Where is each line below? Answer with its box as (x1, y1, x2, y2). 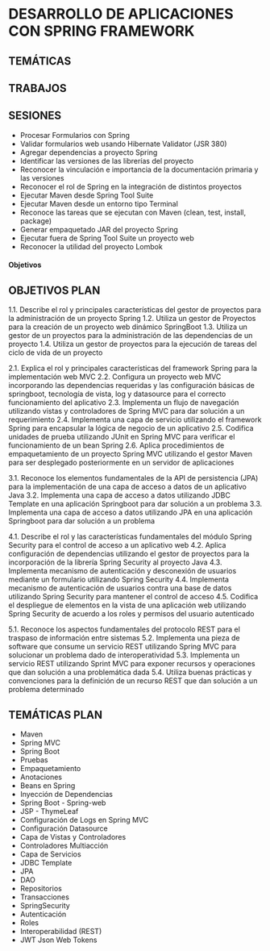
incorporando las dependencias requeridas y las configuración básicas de (8, 381, 255, 390)
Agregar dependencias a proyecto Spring (19, 147, 158, 157)
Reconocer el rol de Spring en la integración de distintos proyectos (19, 181, 242, 191)
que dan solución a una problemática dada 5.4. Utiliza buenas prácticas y (8, 667, 252, 678)
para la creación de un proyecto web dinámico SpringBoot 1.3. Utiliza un (8, 322, 247, 332)
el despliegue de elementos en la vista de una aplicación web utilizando (8, 600, 247, 610)
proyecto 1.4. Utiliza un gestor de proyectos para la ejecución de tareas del (8, 340, 257, 349)
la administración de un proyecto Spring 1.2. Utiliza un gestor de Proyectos (8, 314, 256, 323)
